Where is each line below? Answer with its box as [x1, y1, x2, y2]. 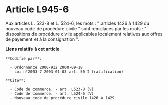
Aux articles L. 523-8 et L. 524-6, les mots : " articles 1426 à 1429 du [5, 20, 150, 26]
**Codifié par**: [5, 56, 42, 61]
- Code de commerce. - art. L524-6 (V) [10, 91, 94, 96]
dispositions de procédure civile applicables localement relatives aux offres [5, 31, 163, 37]
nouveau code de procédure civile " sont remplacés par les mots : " [5, 25, 147, 31]
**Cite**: [5, 78, 26, 83]
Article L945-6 [5, 4, 69, 15]
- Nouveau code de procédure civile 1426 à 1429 [10, 95, 115, 100]
